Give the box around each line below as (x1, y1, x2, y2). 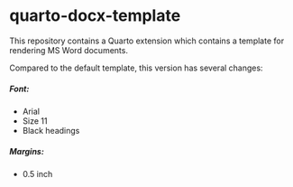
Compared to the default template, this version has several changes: (9, 62, 263, 73)
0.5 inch (22, 168, 53, 179)
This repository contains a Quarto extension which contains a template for (9, 35, 285, 46)
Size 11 (22, 115, 48, 126)
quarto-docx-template (9, 5, 181, 26)
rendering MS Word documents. (9, 44, 129, 55)
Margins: (9, 145, 45, 156)
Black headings (22, 125, 80, 136)
